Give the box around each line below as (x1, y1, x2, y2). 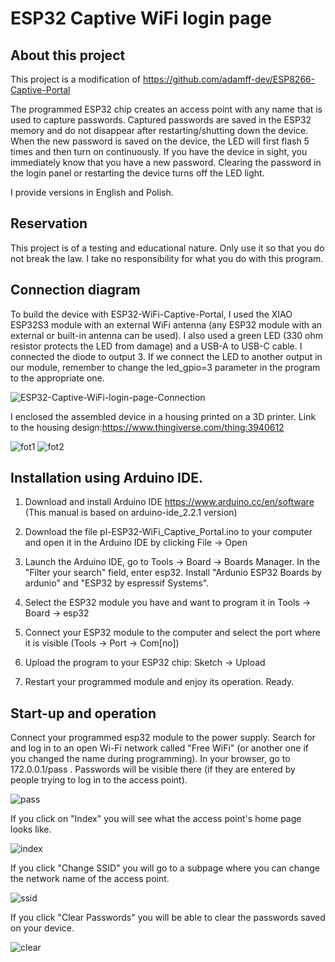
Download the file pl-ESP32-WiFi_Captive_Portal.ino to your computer (24, 526, 313, 538)
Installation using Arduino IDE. (10, 470, 203, 487)
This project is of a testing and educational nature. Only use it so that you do (10, 242, 325, 254)
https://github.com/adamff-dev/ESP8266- (142, 73, 316, 85)
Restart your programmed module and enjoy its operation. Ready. (24, 676, 295, 688)
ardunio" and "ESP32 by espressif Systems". (24, 577, 210, 589)
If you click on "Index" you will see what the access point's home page (10, 813, 302, 825)
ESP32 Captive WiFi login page (10, 7, 272, 30)
